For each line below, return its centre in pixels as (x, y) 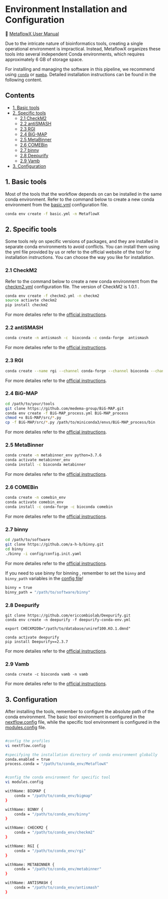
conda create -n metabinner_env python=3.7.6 (53, 455)
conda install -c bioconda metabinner (45, 465)
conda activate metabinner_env (38, 460)
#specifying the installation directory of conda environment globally (81, 755)
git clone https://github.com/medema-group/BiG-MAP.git (64, 408)
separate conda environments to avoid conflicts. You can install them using (82, 247)
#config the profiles (28, 741)
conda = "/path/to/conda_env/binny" (52, 814)
